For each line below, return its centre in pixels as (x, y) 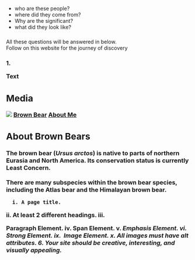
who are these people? (42, 8)
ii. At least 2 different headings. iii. (55, 215)
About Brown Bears (48, 136)
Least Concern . (28, 167)
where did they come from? (48, 15)
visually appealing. (34, 250)
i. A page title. (36, 202)
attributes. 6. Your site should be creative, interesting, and (90, 242)
